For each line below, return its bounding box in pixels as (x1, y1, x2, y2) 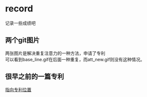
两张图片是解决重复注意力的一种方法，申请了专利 (5, 50, 105, 56)
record (5, 3, 33, 14)
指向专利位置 (5, 87, 31, 93)
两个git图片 (5, 36, 40, 45)
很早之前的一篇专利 (5, 73, 64, 81)
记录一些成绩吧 (5, 20, 36, 26)
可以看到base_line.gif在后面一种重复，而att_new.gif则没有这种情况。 (5, 56, 145, 62)
